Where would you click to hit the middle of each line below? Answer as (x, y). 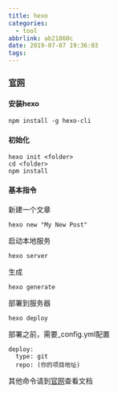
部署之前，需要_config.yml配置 (59, 334)
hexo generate (32, 287)
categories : (28, 23)
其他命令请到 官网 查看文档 (51, 381)
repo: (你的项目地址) (48, 365)
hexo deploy (28, 318)
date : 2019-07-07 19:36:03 (53, 46)
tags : (17, 53)
